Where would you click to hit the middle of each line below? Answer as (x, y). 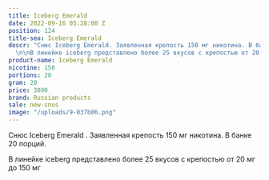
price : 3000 (28, 90)
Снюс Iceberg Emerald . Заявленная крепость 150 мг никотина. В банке (130, 135)
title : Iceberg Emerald (48, 16)
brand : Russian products (50, 98)
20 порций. (27, 144)
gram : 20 (23, 82)
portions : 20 (30, 75)
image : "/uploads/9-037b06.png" (62, 113)
